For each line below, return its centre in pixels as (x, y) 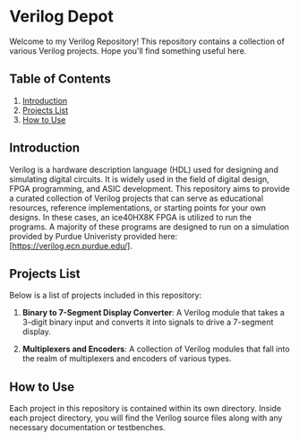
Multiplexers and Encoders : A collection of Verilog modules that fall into (156, 349)
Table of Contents (60, 79)
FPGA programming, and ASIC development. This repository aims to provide (149, 188)
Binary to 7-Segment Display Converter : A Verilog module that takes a (153, 313)
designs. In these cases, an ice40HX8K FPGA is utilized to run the (131, 217)
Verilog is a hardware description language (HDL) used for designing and (144, 169)
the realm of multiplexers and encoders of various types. (127, 359)
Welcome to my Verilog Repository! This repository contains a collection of (147, 41)
